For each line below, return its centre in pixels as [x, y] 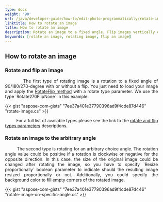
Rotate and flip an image [34, 70]
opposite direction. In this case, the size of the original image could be [81, 159]
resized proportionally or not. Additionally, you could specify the [81, 174]
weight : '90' [18, 14]
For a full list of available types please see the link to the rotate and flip [87, 120]
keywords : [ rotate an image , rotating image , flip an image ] [68, 37]
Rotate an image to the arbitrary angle [50, 138]
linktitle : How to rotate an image [41, 23]
